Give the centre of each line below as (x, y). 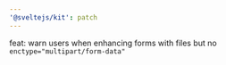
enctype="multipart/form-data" (67, 51)
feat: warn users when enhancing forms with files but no (113, 43)
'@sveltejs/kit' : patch (54, 17)
